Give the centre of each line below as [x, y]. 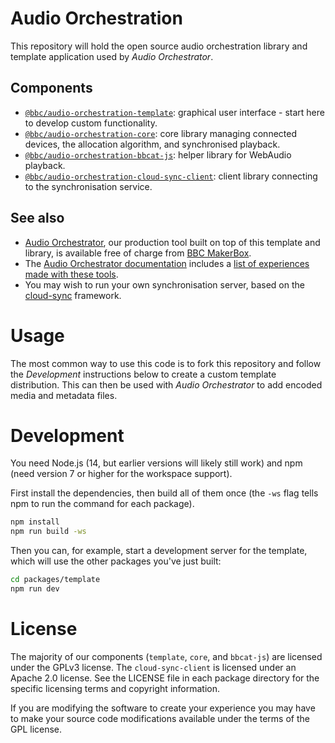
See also [37, 218]
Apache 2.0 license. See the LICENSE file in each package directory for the [165, 678]
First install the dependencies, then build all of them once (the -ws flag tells [164, 493]
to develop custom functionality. [91, 123]
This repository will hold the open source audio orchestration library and [159, 46]
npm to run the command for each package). [102, 504]
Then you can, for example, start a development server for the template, [159, 551]
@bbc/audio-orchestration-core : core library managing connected [160, 133]
